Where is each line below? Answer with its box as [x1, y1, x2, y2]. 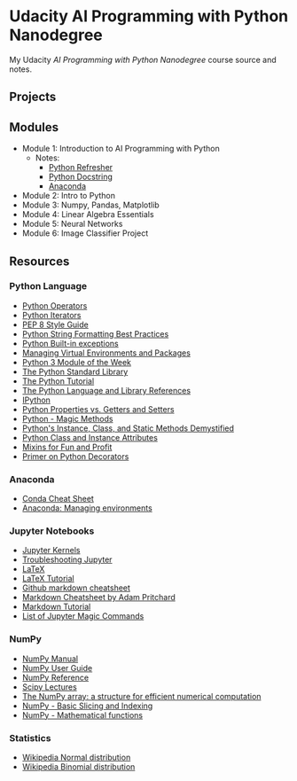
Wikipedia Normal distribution [21, 752, 131, 763]
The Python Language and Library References [21, 385, 191, 395]
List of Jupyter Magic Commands [21, 611, 145, 621]
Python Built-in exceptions [21, 338, 119, 348]
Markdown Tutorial [21, 601, 91, 613]
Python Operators [21, 300, 88, 311]
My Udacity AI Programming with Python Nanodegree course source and [9, 54, 277, 65]
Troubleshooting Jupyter [21, 554, 113, 565]
